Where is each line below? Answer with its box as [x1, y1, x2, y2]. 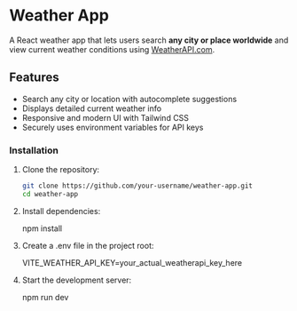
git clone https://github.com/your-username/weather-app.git [21, 181, 254, 191]
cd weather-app [21, 189, 79, 198]
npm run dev [21, 291, 69, 302]
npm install [21, 223, 63, 234]
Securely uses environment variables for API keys [21, 122, 204, 132]
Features [9, 70, 59, 85]
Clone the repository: [21, 164, 100, 175]
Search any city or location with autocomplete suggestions [21, 93, 238, 104]
